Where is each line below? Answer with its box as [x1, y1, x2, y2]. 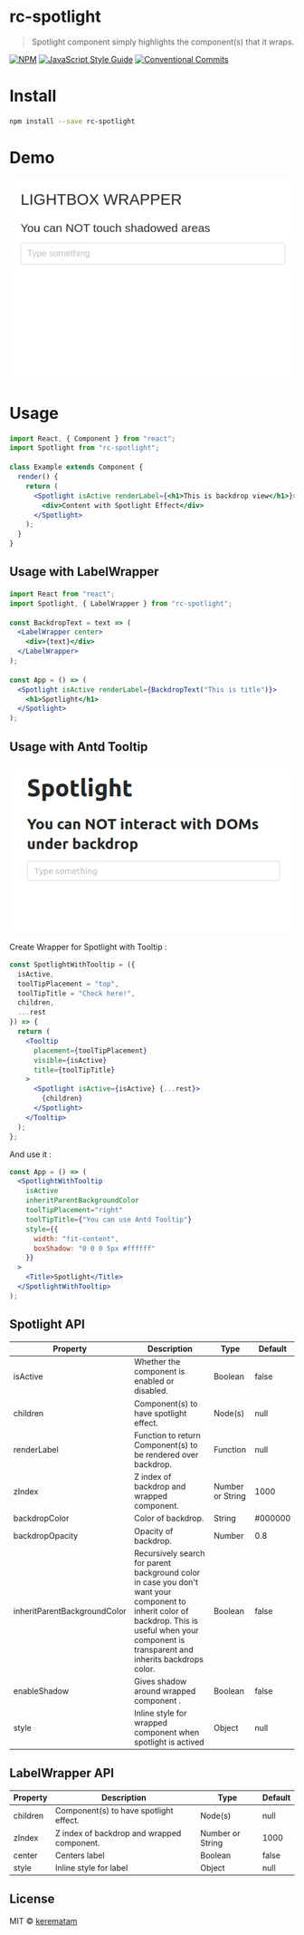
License [9, 1891, 55, 1907]
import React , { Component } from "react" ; [9, 433, 176, 443]
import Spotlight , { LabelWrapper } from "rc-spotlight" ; [9, 598, 233, 608]
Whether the [134, 1356, 181, 1367]
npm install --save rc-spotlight [9, 116, 136, 126]
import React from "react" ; [9, 589, 116, 598]
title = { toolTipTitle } [33, 1065, 116, 1074]
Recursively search [134, 1548, 205, 1559]
